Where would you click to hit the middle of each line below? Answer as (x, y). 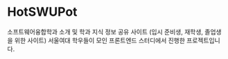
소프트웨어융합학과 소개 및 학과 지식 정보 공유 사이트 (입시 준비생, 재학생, (105, 32)
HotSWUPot (42, 12)
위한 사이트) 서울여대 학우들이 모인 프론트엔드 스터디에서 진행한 (100, 40)
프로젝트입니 (203, 40)
